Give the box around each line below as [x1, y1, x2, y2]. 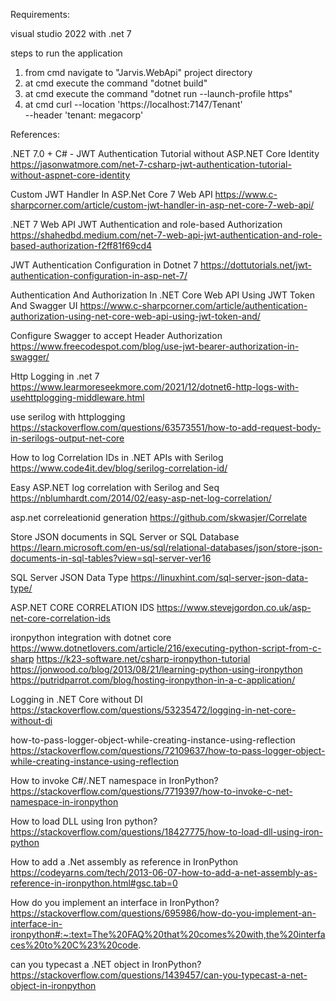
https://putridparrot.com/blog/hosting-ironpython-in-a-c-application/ [10, 674, 296, 686]
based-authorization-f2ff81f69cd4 [10, 240, 153, 251]
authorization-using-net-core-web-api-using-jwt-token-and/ [10, 310, 261, 322]
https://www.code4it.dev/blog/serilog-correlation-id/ [10, 462, 228, 474]
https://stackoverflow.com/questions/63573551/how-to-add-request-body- [10, 422, 322, 433]
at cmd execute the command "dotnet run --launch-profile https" [24, 88, 293, 99]
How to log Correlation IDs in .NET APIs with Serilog [10, 452, 224, 463]
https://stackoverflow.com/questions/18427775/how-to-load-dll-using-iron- [10, 826, 324, 838]
